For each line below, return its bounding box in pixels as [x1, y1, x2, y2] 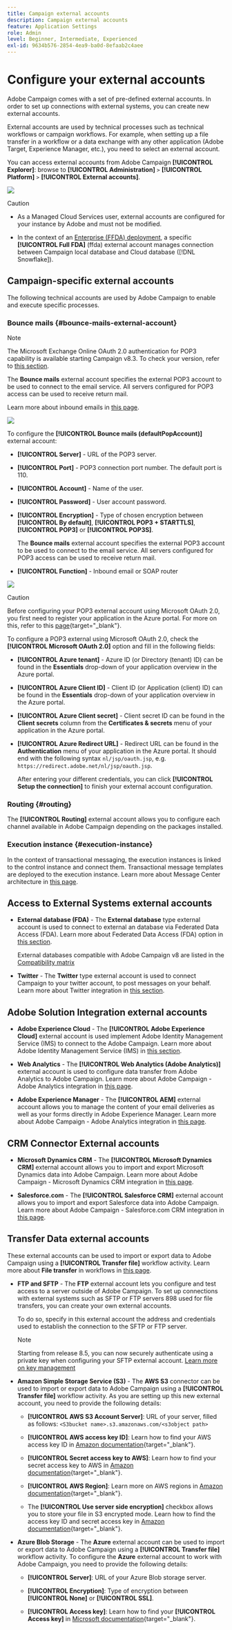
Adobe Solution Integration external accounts [7, 1006, 208, 1018]
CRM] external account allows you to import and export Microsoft [17, 1163, 204, 1172]
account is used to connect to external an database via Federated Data [17, 923, 220, 932]
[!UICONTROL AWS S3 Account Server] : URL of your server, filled [27, 1412, 217, 1420]
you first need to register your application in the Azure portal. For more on [7, 614, 217, 622]
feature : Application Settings [7, 23, 97, 30]
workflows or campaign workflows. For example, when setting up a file [7, 130, 209, 138]
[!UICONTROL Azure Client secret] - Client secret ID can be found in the [17, 711, 225, 720]
